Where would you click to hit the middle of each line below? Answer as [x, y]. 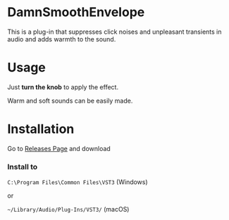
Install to [23, 167]
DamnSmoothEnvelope [76, 12]
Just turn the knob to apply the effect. [63, 87]
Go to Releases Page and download [59, 148]
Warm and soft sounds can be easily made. [70, 101]
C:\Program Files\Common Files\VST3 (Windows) [78, 182]
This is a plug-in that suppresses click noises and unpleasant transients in [114, 32]
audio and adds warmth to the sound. [62, 39]
